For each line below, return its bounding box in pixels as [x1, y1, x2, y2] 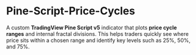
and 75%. [6, 43, 30, 50]
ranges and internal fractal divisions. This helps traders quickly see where [6, 30, 189, 37]
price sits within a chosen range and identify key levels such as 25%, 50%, [6, 36, 191, 44]
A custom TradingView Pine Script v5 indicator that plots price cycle [6, 24, 177, 31]
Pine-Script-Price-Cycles [6, 4, 136, 18]
